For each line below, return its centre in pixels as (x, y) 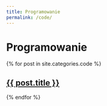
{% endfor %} (23, 98)
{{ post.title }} (33, 83)
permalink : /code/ (29, 17)
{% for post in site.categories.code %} (54, 64)
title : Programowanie (33, 12)
